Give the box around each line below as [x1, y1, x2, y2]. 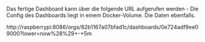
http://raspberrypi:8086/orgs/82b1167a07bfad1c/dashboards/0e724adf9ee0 [6, 24, 199, 30]
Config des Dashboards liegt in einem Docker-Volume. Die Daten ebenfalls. [6, 12, 196, 19]
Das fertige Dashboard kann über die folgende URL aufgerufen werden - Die [6, 5, 199, 12]
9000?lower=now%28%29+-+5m [6, 30, 92, 37]
